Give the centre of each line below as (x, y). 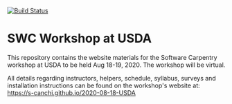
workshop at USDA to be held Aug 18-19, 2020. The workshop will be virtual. (116, 65)
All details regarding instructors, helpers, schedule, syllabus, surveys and (111, 78)
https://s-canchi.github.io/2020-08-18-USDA (72, 92)
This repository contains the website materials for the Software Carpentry (112, 57)
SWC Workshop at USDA (80, 39)
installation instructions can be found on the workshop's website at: (104, 85)
